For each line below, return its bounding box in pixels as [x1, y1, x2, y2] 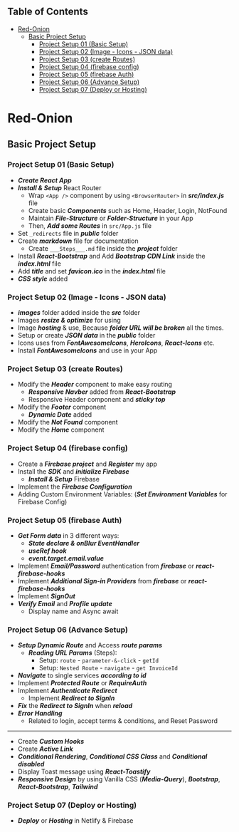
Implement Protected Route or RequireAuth [17, 679, 147, 687]
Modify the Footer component [17, 402, 107, 412]
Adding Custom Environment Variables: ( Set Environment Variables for [17, 489, 228, 498]
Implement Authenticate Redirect [17, 687, 117, 695]
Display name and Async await [28, 607, 119, 615]
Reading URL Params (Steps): [28, 648, 117, 657]
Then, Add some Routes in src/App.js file [28, 221, 152, 230]
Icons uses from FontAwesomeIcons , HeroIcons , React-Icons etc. [17, 338, 215, 347]
